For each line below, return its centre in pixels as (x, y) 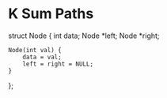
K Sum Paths (51, 14)
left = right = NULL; (58, 64)
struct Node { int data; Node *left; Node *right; (84, 36)
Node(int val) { (35, 50)
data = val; (42, 57)
